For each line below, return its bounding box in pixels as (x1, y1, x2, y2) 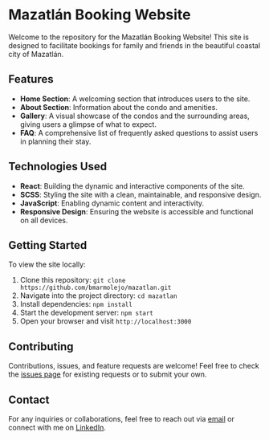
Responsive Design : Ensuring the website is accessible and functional (19, 206, 254, 216)
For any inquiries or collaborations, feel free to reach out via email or (8, 414, 234, 423)
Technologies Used (8, 160, 107, 173)
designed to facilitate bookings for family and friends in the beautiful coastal (8, 40, 261, 50)
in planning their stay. (19, 136, 92, 146)
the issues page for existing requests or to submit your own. (8, 369, 207, 379)
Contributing (8, 340, 74, 353)
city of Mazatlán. (8, 49, 64, 59)
